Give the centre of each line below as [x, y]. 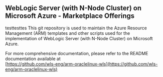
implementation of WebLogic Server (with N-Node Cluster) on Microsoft [79, 38]
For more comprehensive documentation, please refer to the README [77, 53]
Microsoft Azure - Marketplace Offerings [70, 16]
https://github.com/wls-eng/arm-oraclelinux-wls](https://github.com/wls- [82, 64]
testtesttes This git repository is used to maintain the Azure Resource [76, 28]
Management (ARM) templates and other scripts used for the [68, 33]
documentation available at [33, 59]
